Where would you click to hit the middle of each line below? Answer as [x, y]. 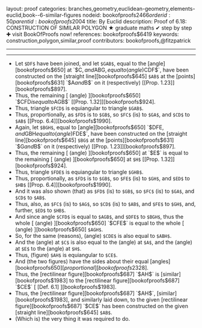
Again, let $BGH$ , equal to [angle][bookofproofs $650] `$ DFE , [89, 127]
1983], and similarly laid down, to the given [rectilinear [121, 299]
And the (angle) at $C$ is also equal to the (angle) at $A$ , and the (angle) [103, 242]
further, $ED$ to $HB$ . [40, 210]
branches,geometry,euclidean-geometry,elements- [132, 9]
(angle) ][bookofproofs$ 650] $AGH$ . [59, 229]
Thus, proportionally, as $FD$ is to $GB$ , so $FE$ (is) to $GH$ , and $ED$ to [103, 178]
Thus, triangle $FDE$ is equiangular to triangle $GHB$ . [79, 172]
